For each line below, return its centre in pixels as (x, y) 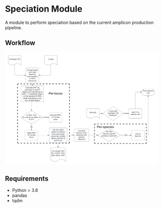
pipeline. (14, 27)
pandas (20, 195)
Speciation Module (44, 9)
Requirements (27, 179)
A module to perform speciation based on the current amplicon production (79, 22)
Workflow (20, 43)
